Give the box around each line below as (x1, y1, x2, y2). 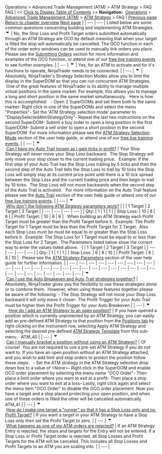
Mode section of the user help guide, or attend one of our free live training (5, 135, 153, 140)
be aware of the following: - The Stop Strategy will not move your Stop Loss (5, 291, 156, 297)
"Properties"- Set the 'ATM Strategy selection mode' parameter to (5, 109, 136, 115)
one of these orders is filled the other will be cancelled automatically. (5, 396, 143, 402)
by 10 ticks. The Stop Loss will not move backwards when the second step (5, 182, 155, 187)
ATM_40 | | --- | (21, 334, 52, 339)
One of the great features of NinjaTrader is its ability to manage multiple (6, 84, 149, 89)
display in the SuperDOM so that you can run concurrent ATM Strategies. (5, 78, 151, 84)
